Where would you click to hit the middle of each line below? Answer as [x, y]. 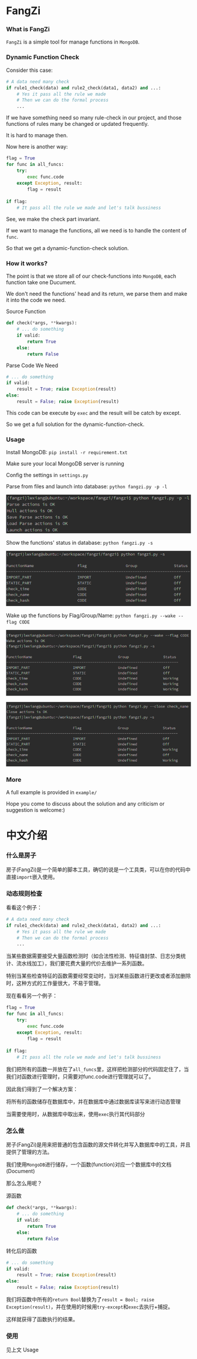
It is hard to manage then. [37, 135]
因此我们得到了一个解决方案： [42, 1089]
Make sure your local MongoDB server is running [65, 464]
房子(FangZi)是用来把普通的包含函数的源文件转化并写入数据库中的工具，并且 [98, 1145]
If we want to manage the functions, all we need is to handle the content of [96, 231]
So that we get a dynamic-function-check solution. [67, 248]
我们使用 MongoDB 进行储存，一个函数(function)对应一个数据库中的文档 [89, 1165]
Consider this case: [29, 70]
